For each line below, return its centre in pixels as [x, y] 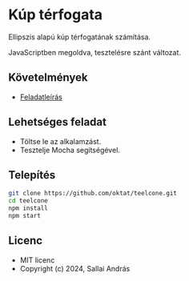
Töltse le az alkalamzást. [60, 141]
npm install [28, 209]
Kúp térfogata [55, 15]
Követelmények [48, 78]
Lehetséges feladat [57, 122]
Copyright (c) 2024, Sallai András [75, 268]
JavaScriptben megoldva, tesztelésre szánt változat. [95, 52]
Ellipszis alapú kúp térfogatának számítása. [79, 37]
